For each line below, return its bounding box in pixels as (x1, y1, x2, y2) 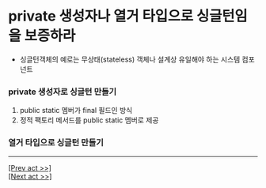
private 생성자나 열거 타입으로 (8, 7, 194, 25)
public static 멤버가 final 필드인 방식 (19, 106, 133, 115)
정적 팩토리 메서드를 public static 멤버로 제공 (19, 115, 159, 125)
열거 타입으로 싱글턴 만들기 (8, 137, 104, 149)
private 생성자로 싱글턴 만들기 (8, 86, 117, 97)
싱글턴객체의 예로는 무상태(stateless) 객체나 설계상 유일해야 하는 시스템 (19, 55, 241, 64)
